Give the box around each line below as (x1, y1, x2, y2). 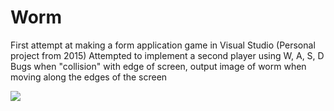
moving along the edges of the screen (10, 71, 168, 83)
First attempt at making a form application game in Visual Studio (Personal (10, 39, 316, 51)
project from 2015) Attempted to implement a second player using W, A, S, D (10, 49, 325, 61)
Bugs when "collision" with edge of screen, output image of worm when (10, 60, 307, 72)
